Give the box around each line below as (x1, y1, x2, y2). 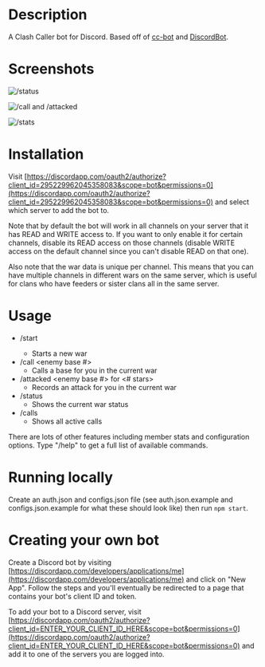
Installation (8, 145, 84, 164)
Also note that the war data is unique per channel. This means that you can (8, 262, 255, 271)
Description (8, 6, 88, 24)
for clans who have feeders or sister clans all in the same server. (8, 278, 220, 288)
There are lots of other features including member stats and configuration (8, 432, 250, 441)
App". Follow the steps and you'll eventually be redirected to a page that (8, 582, 244, 592)
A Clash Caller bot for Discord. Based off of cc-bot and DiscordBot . (8, 32, 229, 41)
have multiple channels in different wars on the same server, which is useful (8, 270, 257, 280)
